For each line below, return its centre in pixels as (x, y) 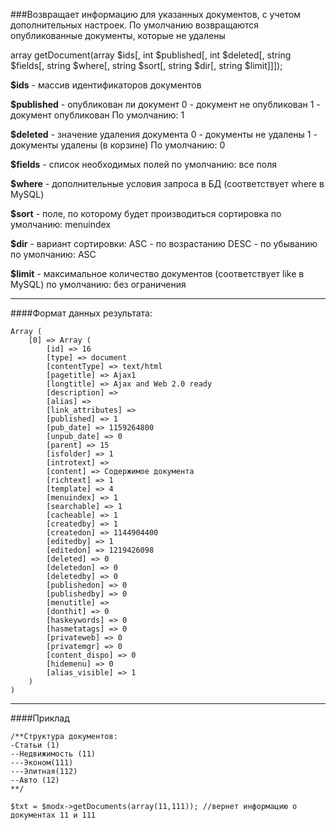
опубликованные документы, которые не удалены (118, 35)
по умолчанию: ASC (53, 254)
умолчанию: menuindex (61, 224)
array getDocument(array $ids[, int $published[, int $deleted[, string (151, 55)
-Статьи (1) (35, 745)
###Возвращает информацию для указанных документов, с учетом (156, 14)
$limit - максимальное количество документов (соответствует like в (157, 273)
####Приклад (40, 718)
